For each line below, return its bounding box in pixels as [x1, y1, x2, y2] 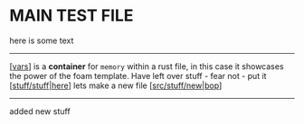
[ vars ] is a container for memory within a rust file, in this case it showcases [9, 60, 284, 72]
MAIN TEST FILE [9, 5, 134, 26]
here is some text [9, 35, 74, 46]
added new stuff [9, 105, 71, 117]
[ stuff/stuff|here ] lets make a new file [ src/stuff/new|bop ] [9, 80, 223, 91]
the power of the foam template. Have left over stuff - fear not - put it [9, 70, 267, 81]
